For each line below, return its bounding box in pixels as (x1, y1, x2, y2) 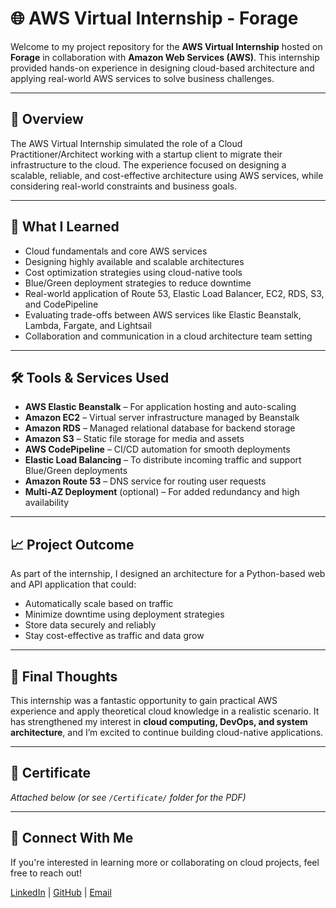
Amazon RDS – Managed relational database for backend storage (24, 422, 296, 434)
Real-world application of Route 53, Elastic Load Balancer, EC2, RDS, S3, (24, 287, 325, 299)
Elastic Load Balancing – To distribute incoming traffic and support (24, 454, 302, 466)
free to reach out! (10, 867, 82, 879)
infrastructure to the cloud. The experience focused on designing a (10, 158, 287, 171)
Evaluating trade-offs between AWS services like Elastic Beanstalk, (24, 308, 302, 321)
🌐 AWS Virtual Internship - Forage (10, 7, 299, 30)
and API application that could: (10, 578, 137, 591)
